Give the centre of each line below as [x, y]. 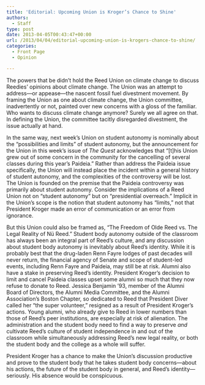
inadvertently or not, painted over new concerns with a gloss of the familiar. [102, 106]
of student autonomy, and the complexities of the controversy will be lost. [99, 176]
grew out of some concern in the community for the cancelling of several [99, 157]
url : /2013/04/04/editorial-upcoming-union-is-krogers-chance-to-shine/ [101, 40]
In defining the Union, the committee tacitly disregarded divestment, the [97, 119]
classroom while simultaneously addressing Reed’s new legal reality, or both [102, 337]
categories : [21, 46]
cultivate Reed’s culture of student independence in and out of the [90, 331]
